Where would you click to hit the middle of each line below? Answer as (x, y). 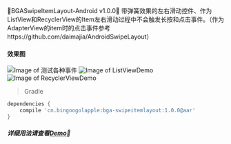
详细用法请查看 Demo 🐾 (39, 133)
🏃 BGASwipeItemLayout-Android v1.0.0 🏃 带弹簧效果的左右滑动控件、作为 (110, 11)
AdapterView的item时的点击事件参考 (59, 28)
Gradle (33, 92)
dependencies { (29, 104)
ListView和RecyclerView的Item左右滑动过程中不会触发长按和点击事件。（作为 (115, 19)
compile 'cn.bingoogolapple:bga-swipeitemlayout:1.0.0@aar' (108, 111)
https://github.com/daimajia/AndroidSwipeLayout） (80, 37)
